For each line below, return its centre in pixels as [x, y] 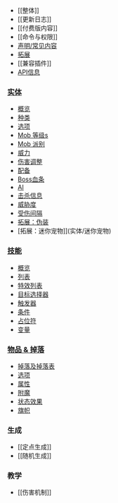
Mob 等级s [33, 135]
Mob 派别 [31, 144]
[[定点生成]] [34, 447]
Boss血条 [31, 179]
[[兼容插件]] [34, 63]
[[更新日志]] [34, 19]
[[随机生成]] [34, 456]
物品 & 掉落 [26, 349]
